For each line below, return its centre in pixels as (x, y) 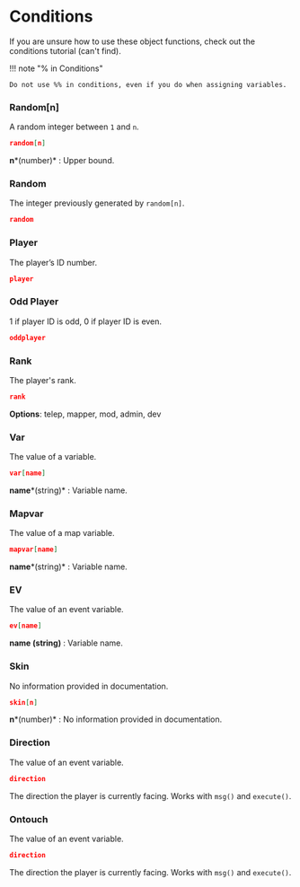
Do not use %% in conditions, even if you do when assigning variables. (148, 84)
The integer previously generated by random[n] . (97, 203)
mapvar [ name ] (34, 549)
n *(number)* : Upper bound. (62, 161)
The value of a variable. (53, 457)
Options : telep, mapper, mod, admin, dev (85, 414)
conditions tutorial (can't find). (65, 50)
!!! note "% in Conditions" (56, 68)
